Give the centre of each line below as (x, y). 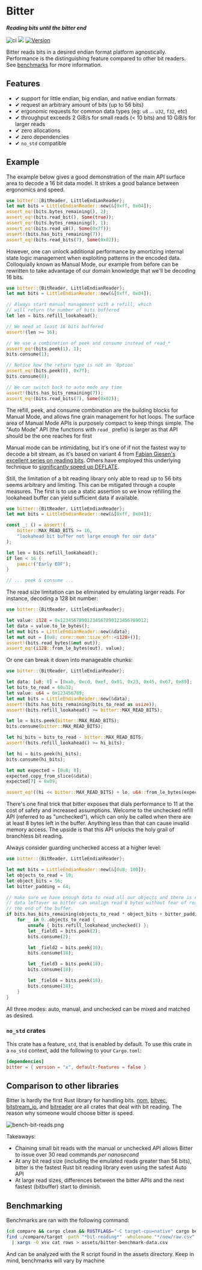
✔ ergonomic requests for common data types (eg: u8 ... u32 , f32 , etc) (101, 111)
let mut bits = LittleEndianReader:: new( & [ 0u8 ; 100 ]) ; (76, 870)
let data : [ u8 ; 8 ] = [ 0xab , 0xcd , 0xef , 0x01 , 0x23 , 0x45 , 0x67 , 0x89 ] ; (99, 682)
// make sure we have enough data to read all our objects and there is (99, 897)
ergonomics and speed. (35, 189)
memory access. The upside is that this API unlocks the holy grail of (90, 830)
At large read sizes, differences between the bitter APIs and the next (99, 1180)
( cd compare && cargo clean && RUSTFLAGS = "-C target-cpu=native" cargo (98, 1231)
